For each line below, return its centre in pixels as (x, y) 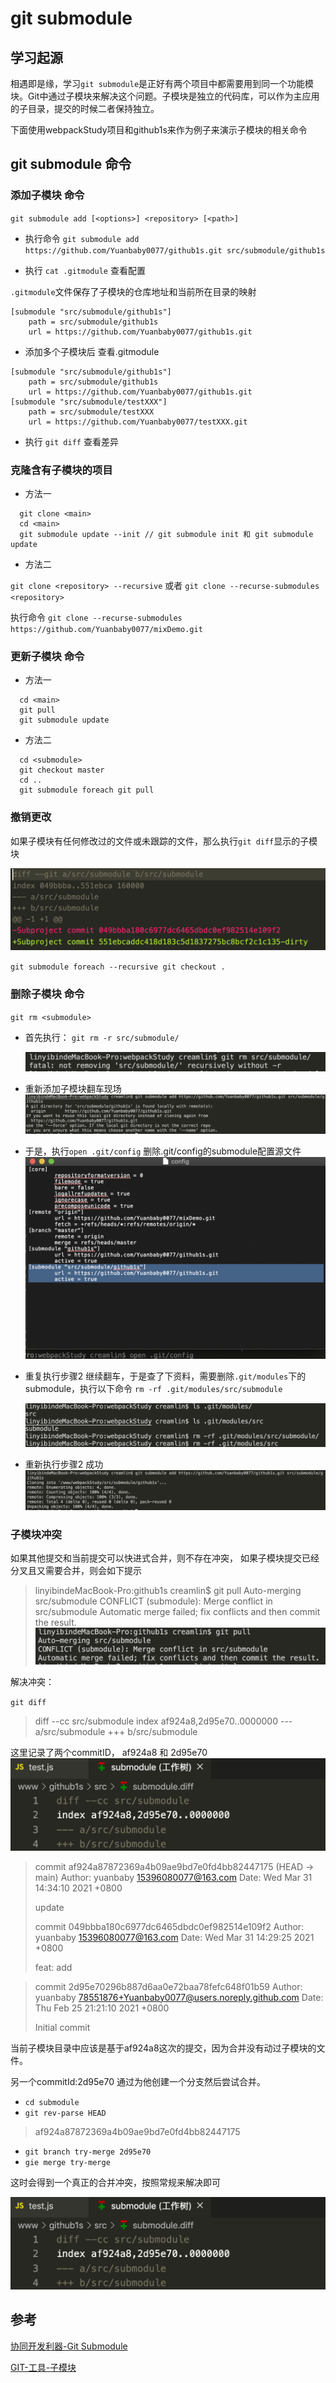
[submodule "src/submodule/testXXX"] (89, 402)
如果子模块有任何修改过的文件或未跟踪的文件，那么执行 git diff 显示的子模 (164, 841)
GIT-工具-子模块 (43, 2367)
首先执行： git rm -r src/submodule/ (102, 1037)
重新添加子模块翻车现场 (73, 1088)
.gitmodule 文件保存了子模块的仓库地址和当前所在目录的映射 (133, 291)
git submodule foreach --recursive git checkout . (118, 967)
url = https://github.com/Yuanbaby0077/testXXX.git (138, 422)
